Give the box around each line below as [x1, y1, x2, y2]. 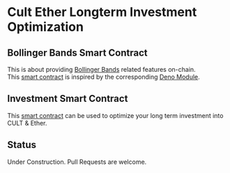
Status [7, 139, 37, 151]
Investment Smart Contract [7, 93, 128, 105]
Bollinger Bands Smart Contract [7, 47, 148, 59]
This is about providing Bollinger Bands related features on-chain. [7, 66, 197, 73]
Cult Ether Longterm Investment [7, 4, 197, 20]
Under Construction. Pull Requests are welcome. [7, 158, 147, 166]
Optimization [7, 19, 84, 35]
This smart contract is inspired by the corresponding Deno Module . [7, 73, 200, 81]
